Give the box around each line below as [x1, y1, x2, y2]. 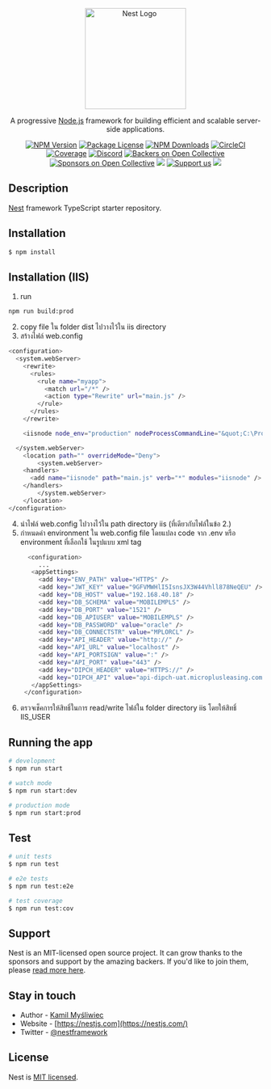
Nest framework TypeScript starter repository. [8, 203, 162, 213]
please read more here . [8, 965, 86, 975]
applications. [122, 125, 165, 133]
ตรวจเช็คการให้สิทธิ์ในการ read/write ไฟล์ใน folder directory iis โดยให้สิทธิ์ [19, 703, 237, 713]
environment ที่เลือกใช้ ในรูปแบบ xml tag [19, 537, 142, 547]
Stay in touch [8, 989, 77, 1002]
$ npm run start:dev [8, 787, 78, 795]
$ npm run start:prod [8, 808, 81, 817]
